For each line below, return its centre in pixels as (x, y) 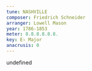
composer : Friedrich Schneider (46, 17)
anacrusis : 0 (23, 46)
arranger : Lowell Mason (37, 23)
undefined (19, 62)
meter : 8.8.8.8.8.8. (33, 34)
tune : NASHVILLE (27, 12)
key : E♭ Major (24, 40)
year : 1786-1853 (27, 29)
